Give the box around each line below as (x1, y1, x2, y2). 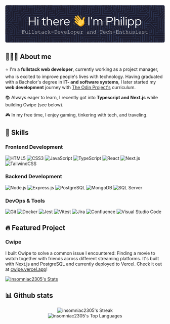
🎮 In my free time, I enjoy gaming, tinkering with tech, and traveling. (5, 111, 148, 118)
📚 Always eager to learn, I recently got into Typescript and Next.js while (5, 94, 158, 100)
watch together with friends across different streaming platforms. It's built (5, 255, 159, 261)
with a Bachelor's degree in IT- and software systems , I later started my (5, 78, 156, 85)
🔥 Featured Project (5, 223, 66, 232)
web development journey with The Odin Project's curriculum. (5, 84, 136, 90)
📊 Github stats (5, 291, 53, 300)
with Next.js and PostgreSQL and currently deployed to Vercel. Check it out (5, 261, 162, 267)
